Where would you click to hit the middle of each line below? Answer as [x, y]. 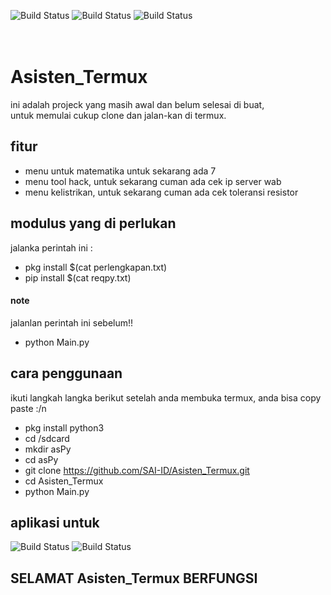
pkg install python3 [64, 427]
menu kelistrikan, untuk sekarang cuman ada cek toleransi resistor [161, 192]
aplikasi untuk [55, 522]
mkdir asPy [48, 449]
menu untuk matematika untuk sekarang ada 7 [120, 171]
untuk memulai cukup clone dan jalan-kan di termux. [118, 115]
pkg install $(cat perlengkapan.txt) [96, 267]
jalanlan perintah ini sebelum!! [72, 322]
